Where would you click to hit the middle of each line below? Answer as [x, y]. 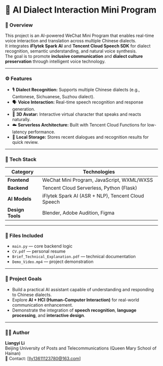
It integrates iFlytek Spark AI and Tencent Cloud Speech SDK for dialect [78, 46]
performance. [41, 132]
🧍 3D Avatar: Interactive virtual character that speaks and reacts [77, 114]
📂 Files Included [24, 235]
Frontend [18, 180]
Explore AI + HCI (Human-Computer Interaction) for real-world [75, 300]
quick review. [25, 142]
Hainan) [13, 353]
